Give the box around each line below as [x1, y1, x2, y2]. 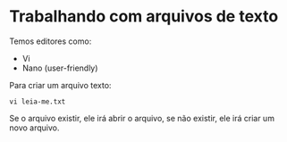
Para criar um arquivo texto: [9, 79, 112, 90]
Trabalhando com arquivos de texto [9, 6, 279, 27]
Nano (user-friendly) [21, 63, 98, 73]
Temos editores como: [9, 36, 92, 46]
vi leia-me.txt [9, 96, 66, 106]
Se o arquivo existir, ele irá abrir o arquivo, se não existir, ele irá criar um [9, 113, 275, 123]
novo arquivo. [9, 122, 60, 133]
